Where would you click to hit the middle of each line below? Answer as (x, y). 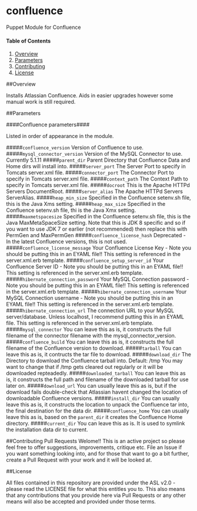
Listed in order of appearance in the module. (60, 136)
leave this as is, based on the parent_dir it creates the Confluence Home (94, 417)
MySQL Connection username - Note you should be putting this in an (90, 298)
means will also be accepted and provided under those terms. (81, 502)
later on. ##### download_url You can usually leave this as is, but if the (91, 386)
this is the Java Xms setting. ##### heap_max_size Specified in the (86, 204)
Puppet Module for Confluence (44, 27)
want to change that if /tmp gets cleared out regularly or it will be (85, 367)
